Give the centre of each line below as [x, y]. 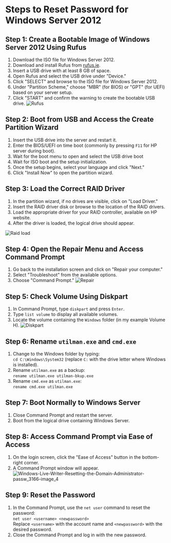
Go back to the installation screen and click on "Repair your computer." [88, 269]
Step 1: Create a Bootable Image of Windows [78, 39]
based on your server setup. [43, 92]
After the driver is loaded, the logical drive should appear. [73, 223]
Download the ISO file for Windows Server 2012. [64, 60]
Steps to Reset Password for [67, 10]
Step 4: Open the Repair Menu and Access [74, 249]
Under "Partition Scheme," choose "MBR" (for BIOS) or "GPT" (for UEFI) [89, 87]
